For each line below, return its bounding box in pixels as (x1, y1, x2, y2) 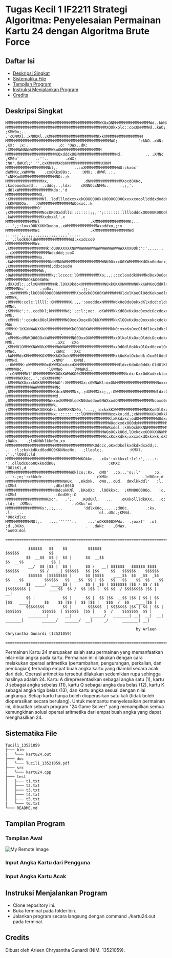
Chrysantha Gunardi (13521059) (5, 631, 72, 636)
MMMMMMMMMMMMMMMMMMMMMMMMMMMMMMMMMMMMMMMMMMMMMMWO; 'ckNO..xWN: (5, 138, 164, 143)
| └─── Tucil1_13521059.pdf (5, 760, 70, 766)
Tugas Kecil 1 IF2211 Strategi (5, 4, 128, 15)
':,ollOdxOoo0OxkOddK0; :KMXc (5, 461, 120, 466)
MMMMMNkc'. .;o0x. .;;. (5, 286, 91, 291)
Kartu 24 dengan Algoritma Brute (5, 26, 150, 37)
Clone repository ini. (12, 902, 56, 908)
